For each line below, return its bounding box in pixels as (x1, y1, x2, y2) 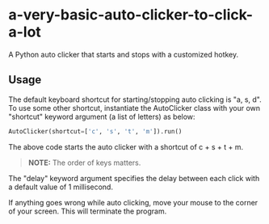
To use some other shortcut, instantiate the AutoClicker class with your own (8, 103, 261, 112)
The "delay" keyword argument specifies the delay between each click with (8, 173, 260, 183)
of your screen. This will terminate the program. (8, 206, 167, 216)
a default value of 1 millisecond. (8, 182, 113, 192)
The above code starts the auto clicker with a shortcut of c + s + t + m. (8, 142, 244, 151)
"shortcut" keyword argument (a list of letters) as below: (8, 112, 195, 121)
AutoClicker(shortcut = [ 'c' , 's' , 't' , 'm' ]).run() (8, 127, 183, 135)
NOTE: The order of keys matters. (27, 158, 141, 167)
